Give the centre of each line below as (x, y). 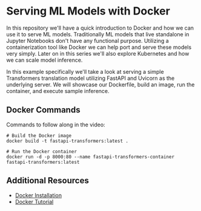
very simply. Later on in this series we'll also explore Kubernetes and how (98, 53)
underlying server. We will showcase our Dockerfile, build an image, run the (100, 84)
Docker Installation (38, 195)
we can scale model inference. (44, 60)
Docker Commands (43, 110)
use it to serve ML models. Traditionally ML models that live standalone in (98, 34)
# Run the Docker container (42, 151)
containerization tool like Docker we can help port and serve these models (99, 47)
